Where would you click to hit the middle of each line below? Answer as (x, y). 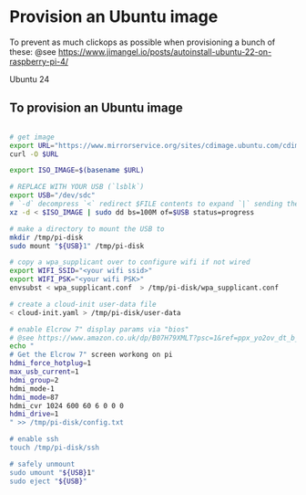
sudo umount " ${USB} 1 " (52, 472)
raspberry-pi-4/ (39, 61)
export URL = (32, 145)
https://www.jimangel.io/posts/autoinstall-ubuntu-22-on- (165, 51)
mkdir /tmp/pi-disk (46, 237)
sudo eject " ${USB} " (49, 481)
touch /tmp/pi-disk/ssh (55, 448)
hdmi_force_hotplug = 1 (51, 363)
